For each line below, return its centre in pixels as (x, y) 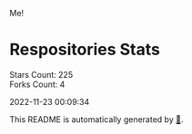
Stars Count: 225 (41, 74)
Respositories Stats (85, 50)
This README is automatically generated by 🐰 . (96, 119)
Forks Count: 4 (37, 84)
